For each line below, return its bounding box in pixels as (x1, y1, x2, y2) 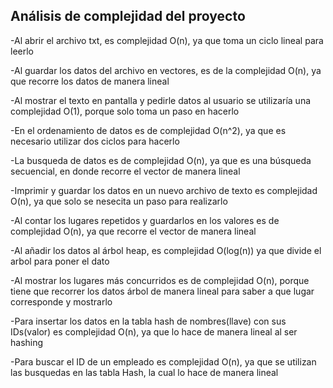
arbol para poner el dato (10, 255, 110, 267)
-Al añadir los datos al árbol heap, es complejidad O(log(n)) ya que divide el (10, 244, 322, 256)
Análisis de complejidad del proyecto (10, 8, 246, 25)
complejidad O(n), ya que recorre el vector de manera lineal (10, 225, 257, 237)
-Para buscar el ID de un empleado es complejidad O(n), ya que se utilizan (10, 355, 317, 368)
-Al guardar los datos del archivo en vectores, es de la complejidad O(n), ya (10, 64, 322, 76)
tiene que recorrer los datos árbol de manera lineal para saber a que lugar (10, 285, 315, 297)
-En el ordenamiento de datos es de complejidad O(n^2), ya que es (10, 124, 287, 136)
